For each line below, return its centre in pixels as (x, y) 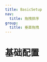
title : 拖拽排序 (24, 18)
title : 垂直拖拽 (24, 28)
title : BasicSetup (23, 9)
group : (12, 23)
